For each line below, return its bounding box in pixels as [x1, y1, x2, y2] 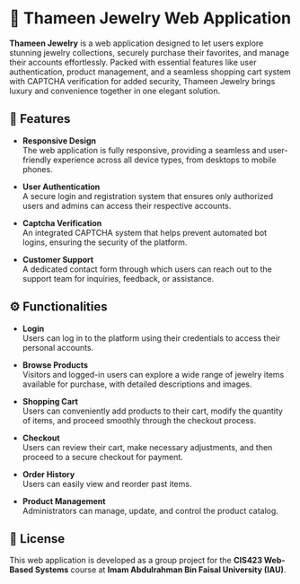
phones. [22, 163, 53, 174]
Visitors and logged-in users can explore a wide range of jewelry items [22, 369, 285, 379]
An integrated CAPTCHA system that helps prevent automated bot [22, 227, 268, 238]
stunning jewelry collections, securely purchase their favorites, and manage [9, 47, 290, 57]
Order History [22, 468, 75, 479]
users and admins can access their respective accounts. [22, 200, 232, 211]
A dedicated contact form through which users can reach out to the [22, 264, 272, 275]
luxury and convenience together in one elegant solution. [9, 85, 221, 96]
